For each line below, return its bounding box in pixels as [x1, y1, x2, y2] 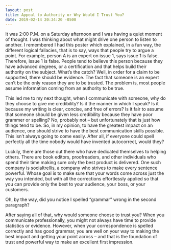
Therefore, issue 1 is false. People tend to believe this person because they [5, 58, 163, 64]
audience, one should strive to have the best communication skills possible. [5, 128, 164, 134]
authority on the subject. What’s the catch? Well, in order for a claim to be [5, 69, 160, 75]
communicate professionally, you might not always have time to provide [5, 217, 156, 223]
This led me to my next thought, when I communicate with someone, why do [5, 95, 166, 101]
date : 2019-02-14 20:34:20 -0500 [5, 17, 77, 22]
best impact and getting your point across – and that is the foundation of [5, 234, 157, 240]
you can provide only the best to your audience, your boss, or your [5, 181, 145, 187]
